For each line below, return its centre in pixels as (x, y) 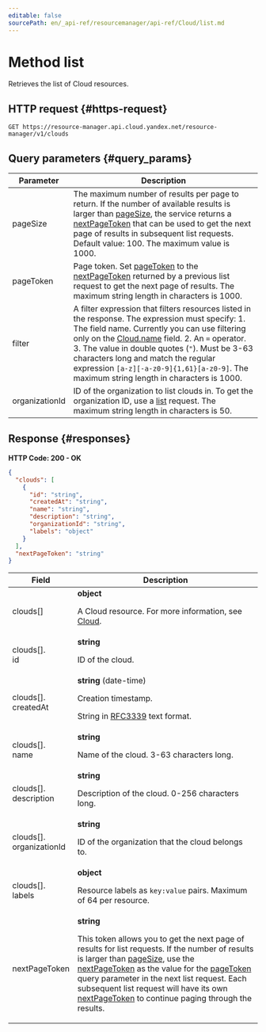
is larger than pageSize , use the (136, 959)
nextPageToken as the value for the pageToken (164, 969)
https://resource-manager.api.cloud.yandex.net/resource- (120, 128)
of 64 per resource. (114, 901)
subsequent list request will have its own (152, 988)
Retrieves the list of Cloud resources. (68, 84)
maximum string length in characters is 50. (152, 411)
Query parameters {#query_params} (100, 158)
